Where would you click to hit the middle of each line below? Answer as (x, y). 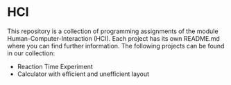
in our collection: (31, 53)
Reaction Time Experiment (55, 66)
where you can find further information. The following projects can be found (116, 46)
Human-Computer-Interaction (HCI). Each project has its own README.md (114, 38)
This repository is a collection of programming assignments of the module (113, 31)
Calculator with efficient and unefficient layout (83, 74)
